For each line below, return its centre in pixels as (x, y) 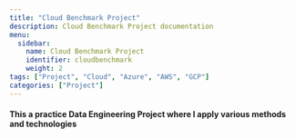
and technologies (43, 124)
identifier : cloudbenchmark (79, 60)
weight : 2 (45, 69)
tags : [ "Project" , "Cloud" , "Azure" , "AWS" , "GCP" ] (109, 77)
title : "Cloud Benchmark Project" (75, 18)
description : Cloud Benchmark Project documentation (112, 26)
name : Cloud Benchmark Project (85, 52)
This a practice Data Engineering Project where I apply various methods (148, 114)
